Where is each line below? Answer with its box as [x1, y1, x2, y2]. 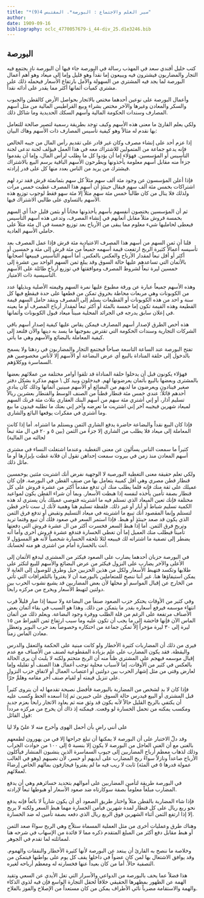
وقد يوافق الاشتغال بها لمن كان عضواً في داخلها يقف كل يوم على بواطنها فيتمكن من [7, 854, 195, 861]
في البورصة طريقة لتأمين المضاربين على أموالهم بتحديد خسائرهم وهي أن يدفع [7, 779, 182, 787]
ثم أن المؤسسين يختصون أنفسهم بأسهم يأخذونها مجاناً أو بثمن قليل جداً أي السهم [7, 208, 188, 215]
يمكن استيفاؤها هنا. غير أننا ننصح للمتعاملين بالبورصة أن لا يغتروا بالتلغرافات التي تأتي [7, 573, 196, 580]
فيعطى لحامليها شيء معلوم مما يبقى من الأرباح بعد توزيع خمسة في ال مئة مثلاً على [7, 220, 194, 228]
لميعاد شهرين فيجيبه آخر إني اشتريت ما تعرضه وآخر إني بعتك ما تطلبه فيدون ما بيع [7, 402, 191, 410]
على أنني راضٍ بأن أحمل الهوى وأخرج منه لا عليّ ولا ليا [7, 723, 128, 731]
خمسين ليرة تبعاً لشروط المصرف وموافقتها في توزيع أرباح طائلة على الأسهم [7, 265, 178, 272]
